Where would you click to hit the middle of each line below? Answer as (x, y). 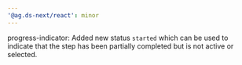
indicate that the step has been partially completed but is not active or (121, 46)
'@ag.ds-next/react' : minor (53, 15)
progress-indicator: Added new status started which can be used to (118, 38)
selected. (22, 54)
